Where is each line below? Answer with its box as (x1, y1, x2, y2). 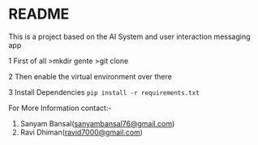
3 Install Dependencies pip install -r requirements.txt (8, 87, 200, 97)
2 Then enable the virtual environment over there (8, 71, 172, 81)
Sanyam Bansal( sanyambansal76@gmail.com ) (19, 118, 175, 128)
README (8, 5, 70, 23)
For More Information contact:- (8, 103, 112, 113)
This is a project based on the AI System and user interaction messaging (8, 32, 251, 41)
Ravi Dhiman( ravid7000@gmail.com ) (19, 127, 144, 137)
